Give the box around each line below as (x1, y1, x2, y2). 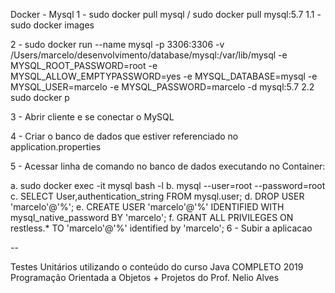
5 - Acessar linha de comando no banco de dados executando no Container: (10, 160, 326, 172)
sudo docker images (10, 19, 95, 31)
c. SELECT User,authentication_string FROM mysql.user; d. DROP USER (10, 190, 305, 202)
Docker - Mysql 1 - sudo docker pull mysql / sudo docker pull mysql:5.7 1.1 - (10, 9, 322, 20)
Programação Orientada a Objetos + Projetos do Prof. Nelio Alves (10, 272, 280, 283)
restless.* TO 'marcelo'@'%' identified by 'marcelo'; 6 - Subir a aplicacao (10, 222, 313, 234)
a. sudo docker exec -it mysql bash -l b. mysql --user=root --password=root (10, 180, 326, 191)
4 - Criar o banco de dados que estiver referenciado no (10, 130, 239, 142)
